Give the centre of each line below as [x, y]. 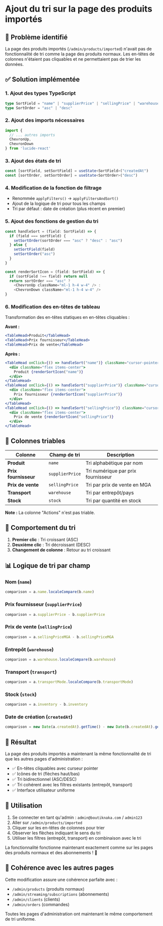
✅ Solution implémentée [42, 79]
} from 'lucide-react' [28, 149]
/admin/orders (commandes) [41, 904]
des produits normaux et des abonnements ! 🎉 [51, 852]
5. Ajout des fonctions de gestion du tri [52, 221]
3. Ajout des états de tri [33, 161]
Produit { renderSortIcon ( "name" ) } [49, 372]
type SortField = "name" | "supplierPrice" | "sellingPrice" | [70, 103]
